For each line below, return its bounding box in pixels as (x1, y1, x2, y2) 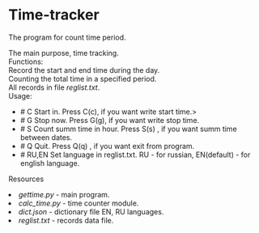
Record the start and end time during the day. (8, 65, 160, 74)
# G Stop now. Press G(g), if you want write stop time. (19, 115, 200, 125)
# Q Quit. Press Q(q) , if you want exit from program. (19, 141, 195, 150)
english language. (19, 158, 80, 167)
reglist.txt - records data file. (19, 215, 114, 225)
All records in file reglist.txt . (8, 83, 100, 92)
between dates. (19, 132, 73, 142)
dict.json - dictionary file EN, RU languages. (19, 206, 164, 216)
